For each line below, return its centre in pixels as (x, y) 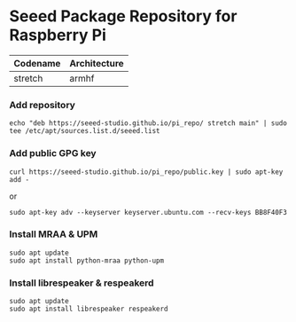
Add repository (42, 105)
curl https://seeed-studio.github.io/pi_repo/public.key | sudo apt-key (146, 172)
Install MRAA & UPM (54, 234)
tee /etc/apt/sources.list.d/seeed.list (85, 131)
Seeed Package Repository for (123, 16)
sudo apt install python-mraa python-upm (87, 260)
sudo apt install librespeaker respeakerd (89, 309)
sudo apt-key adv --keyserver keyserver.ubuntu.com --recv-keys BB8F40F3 (148, 212)
